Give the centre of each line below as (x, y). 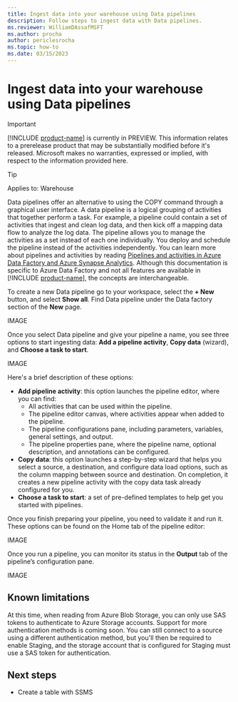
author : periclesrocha (41, 41)
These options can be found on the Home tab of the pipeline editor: (106, 526)
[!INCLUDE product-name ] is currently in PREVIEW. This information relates (118, 138)
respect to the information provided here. (68, 161)
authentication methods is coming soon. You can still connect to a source (115, 630)
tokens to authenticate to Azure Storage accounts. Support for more (107, 622)
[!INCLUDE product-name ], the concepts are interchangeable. (98, 278)
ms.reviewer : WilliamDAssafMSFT (55, 27)
